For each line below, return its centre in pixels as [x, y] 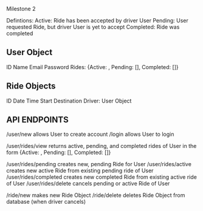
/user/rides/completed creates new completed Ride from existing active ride [102, 177]
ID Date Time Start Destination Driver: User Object [69, 101]
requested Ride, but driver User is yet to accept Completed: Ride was [93, 27]
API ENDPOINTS [37, 120]
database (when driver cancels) [46, 202]
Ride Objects [31, 86]
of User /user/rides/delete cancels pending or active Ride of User [88, 184]
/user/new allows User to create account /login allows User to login [90, 134]
